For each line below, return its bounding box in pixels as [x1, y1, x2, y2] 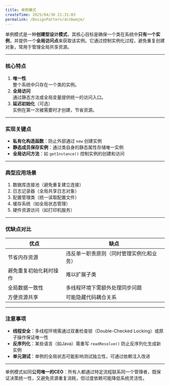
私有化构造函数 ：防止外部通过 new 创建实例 [12, 138, 102, 144]
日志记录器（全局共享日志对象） [12, 188, 79, 194]
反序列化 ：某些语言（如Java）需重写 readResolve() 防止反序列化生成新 [12, 340, 161, 346]
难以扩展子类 [65, 271, 97, 278]
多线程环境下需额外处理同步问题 [65, 284, 142, 291]
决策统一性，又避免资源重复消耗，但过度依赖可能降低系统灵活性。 [9, 375, 147, 381]
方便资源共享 [8, 293, 39, 300]
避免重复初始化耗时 [8, 267, 54, 274]
